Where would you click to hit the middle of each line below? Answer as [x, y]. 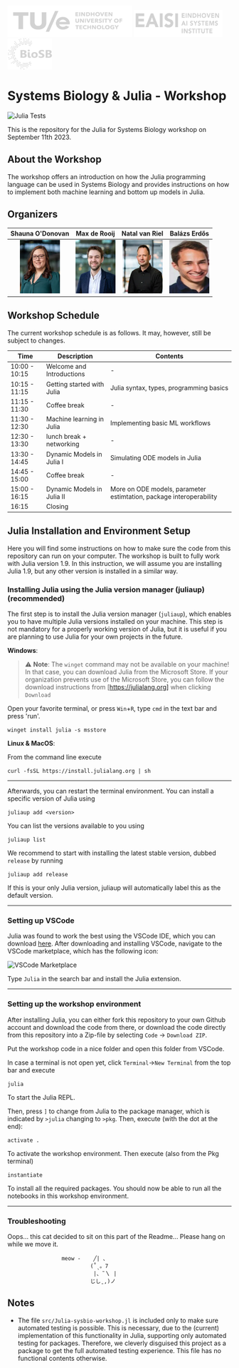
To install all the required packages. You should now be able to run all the [115, 1188]
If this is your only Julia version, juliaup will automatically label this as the [114, 888]
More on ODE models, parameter [158, 489]
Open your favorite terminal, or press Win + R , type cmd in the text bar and [112, 708]
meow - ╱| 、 [85, 1258]
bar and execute [31, 1070]
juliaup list [27, 840]
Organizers [33, 214]
